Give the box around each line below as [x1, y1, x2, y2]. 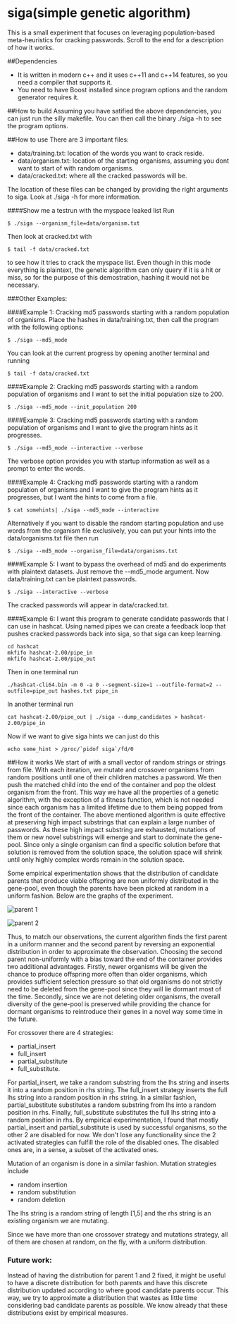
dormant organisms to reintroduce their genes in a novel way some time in [7, 1007, 223, 1015]
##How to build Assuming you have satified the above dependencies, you [7, 106, 222, 115]
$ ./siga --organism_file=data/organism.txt [7, 220, 140, 227]
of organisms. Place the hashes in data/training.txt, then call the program [7, 315, 219, 323]
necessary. [7, 280, 40, 289]
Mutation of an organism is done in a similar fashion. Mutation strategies [7, 1159, 217, 1168]
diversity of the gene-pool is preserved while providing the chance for [7, 999, 211, 1008]
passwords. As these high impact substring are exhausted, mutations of [7, 825, 216, 834]
